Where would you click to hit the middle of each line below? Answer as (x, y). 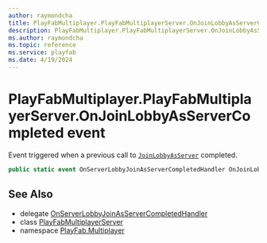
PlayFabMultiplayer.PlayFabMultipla (130, 99)
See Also (31, 194)
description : (30, 30)
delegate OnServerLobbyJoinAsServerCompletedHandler (114, 213)
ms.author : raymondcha (46, 38)
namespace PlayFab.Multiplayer (72, 230)
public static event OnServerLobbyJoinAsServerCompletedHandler (117, 169)
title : (19, 23)
